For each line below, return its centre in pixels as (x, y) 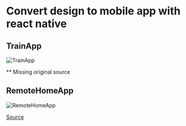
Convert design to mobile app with (93, 11)
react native (36, 24)
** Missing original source (38, 72)
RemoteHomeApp (40, 91)
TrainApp (24, 46)
